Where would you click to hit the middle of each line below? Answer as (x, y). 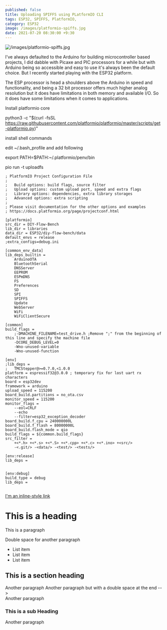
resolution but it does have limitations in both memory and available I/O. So (82, 93)
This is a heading (41, 516)
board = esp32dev (23, 382)
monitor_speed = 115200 (30, 399)
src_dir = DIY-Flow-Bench (32, 224)
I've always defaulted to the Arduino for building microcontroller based (78, 57)
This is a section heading (45, 576)
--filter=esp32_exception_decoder (50, 417)
